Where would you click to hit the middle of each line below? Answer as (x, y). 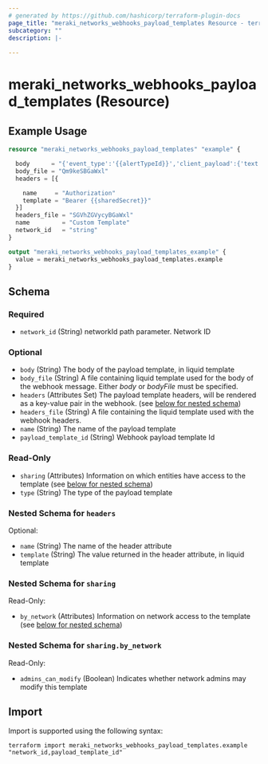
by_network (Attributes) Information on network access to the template (135, 616)
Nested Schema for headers (62, 513)
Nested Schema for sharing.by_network (85, 645)
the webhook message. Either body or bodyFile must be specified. (129, 387)
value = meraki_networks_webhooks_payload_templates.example (119, 259)
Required (26, 314)
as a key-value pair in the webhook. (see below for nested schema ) (130, 404)
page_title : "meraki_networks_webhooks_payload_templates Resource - (126, 23)
